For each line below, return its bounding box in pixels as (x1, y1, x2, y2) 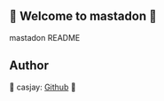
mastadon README (9, 32, 81, 43)
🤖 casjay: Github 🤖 (9, 82, 77, 92)
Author (9, 58, 49, 74)
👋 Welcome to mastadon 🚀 (9, 9, 157, 24)
